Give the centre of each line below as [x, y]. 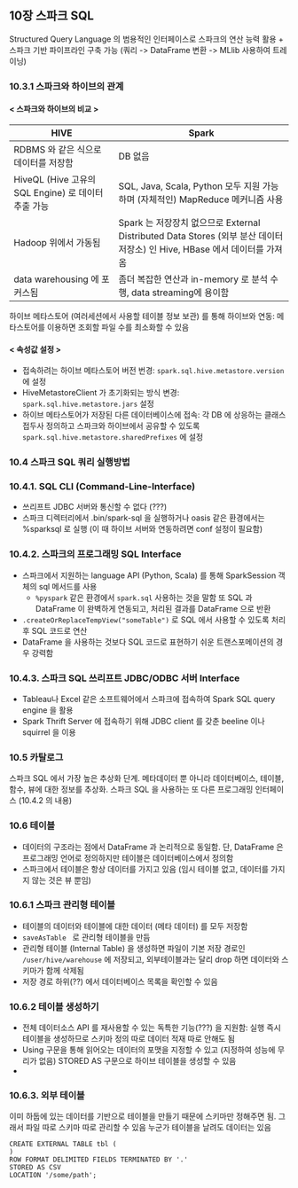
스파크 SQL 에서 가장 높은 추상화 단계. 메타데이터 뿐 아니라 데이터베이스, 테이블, [147, 778]
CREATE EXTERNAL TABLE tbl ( [63, 1145]
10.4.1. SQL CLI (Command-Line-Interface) [102, 486]
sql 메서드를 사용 [68, 586]
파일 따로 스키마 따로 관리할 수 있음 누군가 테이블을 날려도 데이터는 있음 [149, 1128]
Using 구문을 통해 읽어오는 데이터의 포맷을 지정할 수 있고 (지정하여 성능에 [149, 1050]
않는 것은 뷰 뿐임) [61, 879]
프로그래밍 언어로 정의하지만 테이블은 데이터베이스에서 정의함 [128, 857]
